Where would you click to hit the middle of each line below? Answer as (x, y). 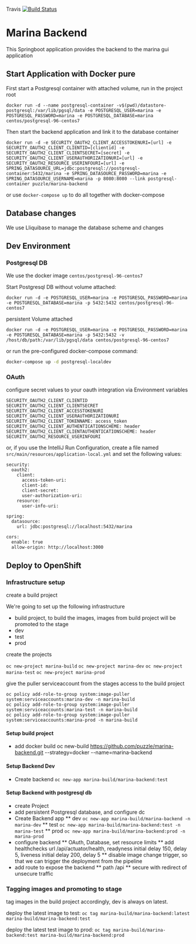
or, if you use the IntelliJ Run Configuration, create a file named (82, 448)
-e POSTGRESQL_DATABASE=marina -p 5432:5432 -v (65, 335)
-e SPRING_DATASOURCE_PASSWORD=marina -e (115, 173)
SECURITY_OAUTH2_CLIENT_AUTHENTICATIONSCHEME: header (73, 427)
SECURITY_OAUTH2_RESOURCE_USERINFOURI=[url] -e (65, 163)
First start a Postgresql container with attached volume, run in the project (94, 88)
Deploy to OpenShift (44, 565)
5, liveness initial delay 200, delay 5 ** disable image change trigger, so (101, 854)
